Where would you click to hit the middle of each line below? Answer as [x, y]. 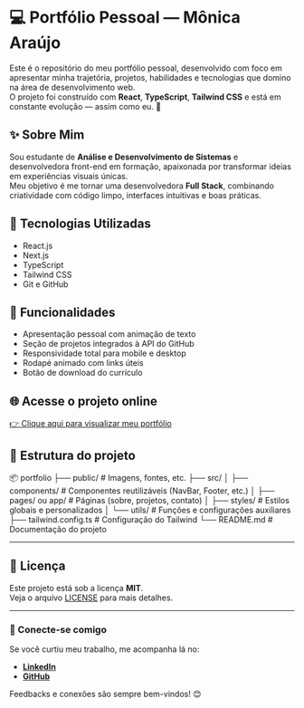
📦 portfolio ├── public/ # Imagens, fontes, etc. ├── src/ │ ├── [129, 478]
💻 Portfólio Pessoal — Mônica [125, 18]
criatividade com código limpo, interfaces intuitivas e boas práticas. [136, 195]
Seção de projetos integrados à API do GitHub [108, 344]
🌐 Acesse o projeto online [84, 401]
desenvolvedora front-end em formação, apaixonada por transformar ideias [151, 166]
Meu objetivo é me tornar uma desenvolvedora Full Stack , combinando [142, 186]
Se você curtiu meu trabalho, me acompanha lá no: [104, 649]
